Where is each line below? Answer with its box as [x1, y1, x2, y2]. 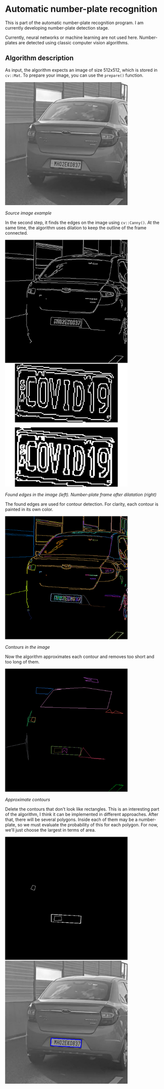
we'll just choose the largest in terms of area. [5, 827, 96, 833]
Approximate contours [5, 796, 50, 802]
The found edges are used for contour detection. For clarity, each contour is [5, 501, 159, 507]
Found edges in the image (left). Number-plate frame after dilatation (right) [5, 491, 157, 497]
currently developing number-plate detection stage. [5, 25, 109, 30]
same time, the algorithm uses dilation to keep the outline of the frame [5, 225, 147, 231]
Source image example [5, 210, 52, 216]
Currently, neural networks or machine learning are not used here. [5, 34, 139, 40]
